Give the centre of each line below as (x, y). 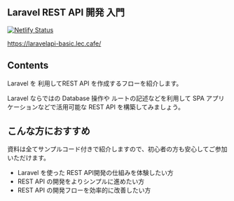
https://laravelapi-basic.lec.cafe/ (54, 43)
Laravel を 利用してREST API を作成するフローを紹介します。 (95, 83)
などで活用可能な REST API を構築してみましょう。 (111, 106)
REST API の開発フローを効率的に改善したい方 (84, 190)
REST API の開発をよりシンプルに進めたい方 (81, 181)
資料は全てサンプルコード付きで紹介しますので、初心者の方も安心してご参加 (117, 149)
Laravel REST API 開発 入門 (66, 13)
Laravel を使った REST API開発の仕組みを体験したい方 (95, 173)
